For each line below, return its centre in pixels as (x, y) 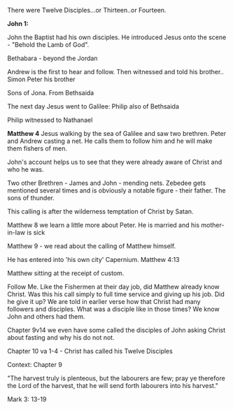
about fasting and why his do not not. (61, 338)
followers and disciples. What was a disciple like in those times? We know (113, 309)
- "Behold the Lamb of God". (48, 44)
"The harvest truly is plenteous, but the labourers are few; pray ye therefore (116, 378)
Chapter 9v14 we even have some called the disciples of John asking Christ (116, 330)
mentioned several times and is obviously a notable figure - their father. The (116, 190)
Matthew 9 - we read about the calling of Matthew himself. (92, 246)
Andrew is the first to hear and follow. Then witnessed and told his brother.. (115, 72)
